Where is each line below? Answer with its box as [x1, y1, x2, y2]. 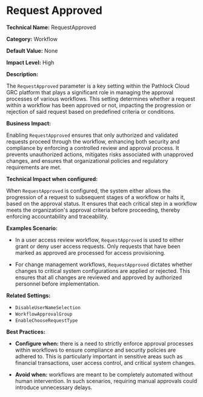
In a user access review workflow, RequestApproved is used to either [15, 236, 184, 243]
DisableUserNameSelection [15, 304, 81, 310]
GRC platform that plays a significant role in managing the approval [6, 88, 174, 96]
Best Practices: [6, 328, 45, 335]
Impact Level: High [6, 59, 55, 66]
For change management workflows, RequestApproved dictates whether [15, 261, 193, 268]
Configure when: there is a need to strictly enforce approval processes [15, 340, 194, 347]
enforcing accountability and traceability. [6, 212, 108, 220]
